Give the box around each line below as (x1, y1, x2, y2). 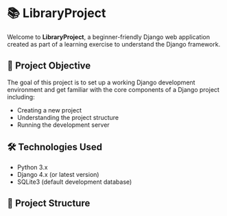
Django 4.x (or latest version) (16, 170, 99, 178)
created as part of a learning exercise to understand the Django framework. (7, 40, 221, 48)
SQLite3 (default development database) (16, 178, 132, 186)
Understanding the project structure (16, 113, 119, 121)
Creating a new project (16, 106, 82, 114)
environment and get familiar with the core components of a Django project (7, 85, 219, 93)
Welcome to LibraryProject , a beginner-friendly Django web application (7, 32, 211, 41)
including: (7, 93, 36, 101)
